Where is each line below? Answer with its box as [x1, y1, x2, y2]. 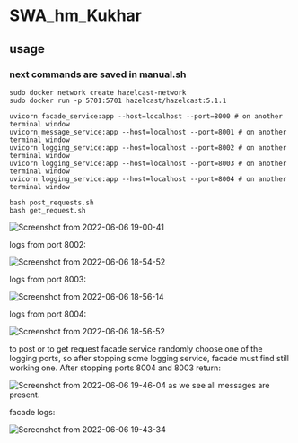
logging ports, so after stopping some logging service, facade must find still [9, 352, 290, 363]
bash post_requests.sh [9, 198, 94, 207]
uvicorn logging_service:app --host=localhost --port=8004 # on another [9, 174, 287, 184]
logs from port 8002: [9, 239, 87, 249]
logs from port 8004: [9, 308, 87, 319]
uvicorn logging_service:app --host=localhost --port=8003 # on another [9, 159, 287, 168]
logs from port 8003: [9, 274, 87, 284]
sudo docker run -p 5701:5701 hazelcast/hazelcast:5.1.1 [9, 96, 227, 105]
